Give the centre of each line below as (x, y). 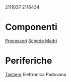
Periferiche (29, 61)
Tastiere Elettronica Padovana (35, 74)
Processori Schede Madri (31, 41)
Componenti (31, 27)
